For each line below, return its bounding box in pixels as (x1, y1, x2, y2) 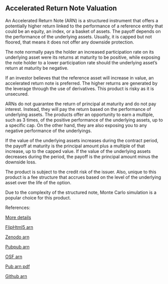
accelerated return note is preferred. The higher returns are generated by (5, 80, 158, 86)
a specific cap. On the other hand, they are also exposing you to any (5, 122, 147, 128)
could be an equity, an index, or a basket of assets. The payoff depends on (5, 28, 161, 34)
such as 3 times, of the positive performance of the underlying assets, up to (5, 116, 163, 123)
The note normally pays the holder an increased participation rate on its (5, 49, 154, 55)
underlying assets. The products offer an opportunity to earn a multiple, (5, 111, 154, 117)
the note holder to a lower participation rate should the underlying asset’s (5, 59, 157, 65)
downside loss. (5, 159, 37, 165)
